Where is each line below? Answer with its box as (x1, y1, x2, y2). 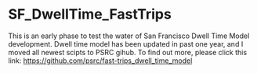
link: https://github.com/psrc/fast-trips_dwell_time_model (8, 56, 193, 65)
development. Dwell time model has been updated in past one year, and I (8, 39, 244, 48)
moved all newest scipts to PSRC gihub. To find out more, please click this (8, 47, 248, 57)
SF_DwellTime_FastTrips (8, 5, 172, 23)
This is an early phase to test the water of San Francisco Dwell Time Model (8, 31, 250, 40)
